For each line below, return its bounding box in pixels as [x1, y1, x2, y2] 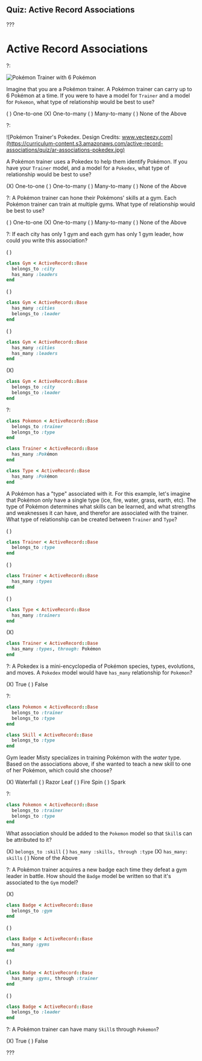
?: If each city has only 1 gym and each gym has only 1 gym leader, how [6, 230, 184, 237]
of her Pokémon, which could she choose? [6, 767, 113, 774]
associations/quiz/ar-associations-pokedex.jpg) [6, 146, 125, 153]
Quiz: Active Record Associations [6, 5, 135, 15]
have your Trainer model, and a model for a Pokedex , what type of [6, 164, 170, 171]
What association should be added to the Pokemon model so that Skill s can [6, 830, 192, 837]
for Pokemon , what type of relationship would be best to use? [6, 98, 155, 105]
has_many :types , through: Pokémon [11, 646, 101, 652]
